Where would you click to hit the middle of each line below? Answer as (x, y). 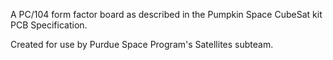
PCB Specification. (49, 25)
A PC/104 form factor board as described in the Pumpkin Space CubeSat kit (166, 14)
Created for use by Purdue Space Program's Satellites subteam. (142, 44)
